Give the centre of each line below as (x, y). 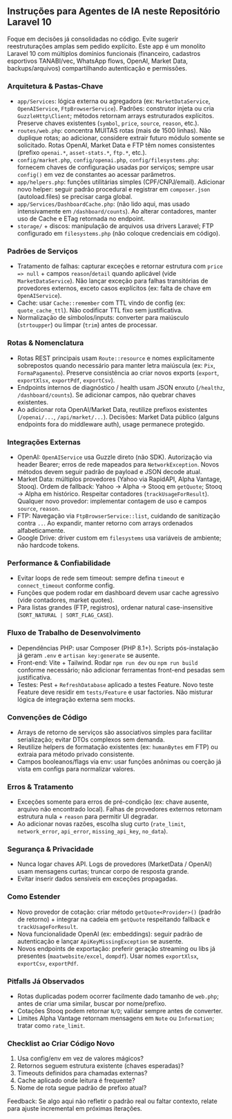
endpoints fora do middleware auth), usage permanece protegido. (111, 424)
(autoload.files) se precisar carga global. (75, 197)
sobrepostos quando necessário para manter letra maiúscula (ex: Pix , (116, 365)
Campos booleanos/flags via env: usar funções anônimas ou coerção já (119, 761)
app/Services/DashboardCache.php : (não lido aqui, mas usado (103, 204)
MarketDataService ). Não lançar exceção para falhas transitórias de (113, 281)
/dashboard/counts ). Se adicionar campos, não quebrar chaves (106, 395)
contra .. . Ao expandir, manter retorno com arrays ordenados (105, 523)
